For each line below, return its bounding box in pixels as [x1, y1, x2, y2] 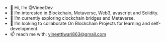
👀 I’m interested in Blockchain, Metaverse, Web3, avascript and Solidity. [10, 10, 159, 16]
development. [10, 26, 39, 32]
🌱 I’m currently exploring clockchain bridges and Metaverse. [10, 15, 135, 21]
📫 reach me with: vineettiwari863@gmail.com [10, 31, 107, 37]
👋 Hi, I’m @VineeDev [10, 5, 53, 10]
